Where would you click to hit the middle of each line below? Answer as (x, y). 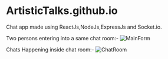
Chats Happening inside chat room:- (50, 49)
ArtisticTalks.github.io (62, 11)
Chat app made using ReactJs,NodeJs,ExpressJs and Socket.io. (84, 27)
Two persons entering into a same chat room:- (62, 38)
